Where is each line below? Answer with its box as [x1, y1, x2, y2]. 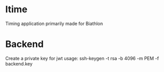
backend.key [5, 60, 33, 67]
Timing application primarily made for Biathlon [5, 20, 103, 27]
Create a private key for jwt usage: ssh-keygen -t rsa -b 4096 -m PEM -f [5, 55, 159, 61]
